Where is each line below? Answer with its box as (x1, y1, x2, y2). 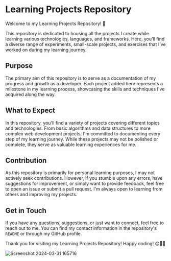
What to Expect (5, 106, 55, 115)
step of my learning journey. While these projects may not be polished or (5, 136, 158, 142)
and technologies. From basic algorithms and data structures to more (5, 125, 151, 131)
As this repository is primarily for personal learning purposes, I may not (5, 170, 155, 176)
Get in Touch (5, 206, 47, 215)
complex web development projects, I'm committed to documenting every (5, 130, 161, 136)
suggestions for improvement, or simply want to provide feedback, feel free (5, 180, 164, 187)
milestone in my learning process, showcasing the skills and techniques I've (5, 86, 165, 92)
